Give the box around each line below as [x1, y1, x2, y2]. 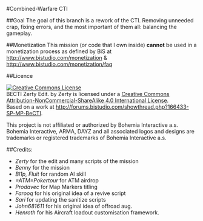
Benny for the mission [15, 164, 70, 171]
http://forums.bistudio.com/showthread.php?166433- [55, 103, 189, 110]
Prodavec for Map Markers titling [15, 184, 98, 190]
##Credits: [6, 146, 33, 153]
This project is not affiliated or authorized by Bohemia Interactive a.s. [6, 121, 179, 129]
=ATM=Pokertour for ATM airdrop [15, 177, 99, 184]
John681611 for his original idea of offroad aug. [15, 202, 133, 210]
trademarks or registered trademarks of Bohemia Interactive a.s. [6, 134, 167, 141]
